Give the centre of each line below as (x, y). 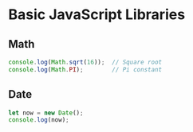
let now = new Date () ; (46, 113)
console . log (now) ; (39, 120)
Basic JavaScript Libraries (97, 15)
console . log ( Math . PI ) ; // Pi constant (85, 69)
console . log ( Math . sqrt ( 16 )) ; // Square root (85, 62)
